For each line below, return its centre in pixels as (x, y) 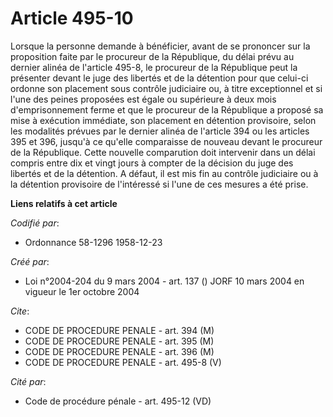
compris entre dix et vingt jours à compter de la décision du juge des (152, 163)
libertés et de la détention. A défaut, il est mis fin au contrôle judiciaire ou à (164, 173)
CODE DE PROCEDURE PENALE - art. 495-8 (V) (123, 362)
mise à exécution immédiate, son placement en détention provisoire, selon (163, 120)
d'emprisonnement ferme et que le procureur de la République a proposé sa (167, 109)
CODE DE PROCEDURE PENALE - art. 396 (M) (119, 351)
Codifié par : (35, 223)
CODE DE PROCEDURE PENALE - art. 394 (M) (119, 330)
